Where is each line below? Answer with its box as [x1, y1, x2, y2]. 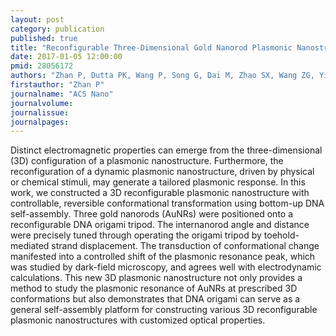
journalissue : [10, 107, 70, 118]
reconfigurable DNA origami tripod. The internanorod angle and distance [10, 219, 310, 231]
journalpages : [10, 117, 70, 127]
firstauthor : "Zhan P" [10, 80, 105, 90]
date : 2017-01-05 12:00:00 [10, 52, 123, 62]
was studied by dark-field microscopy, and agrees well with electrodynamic [10, 261, 322, 273]
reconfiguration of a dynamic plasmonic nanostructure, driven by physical [10, 166, 315, 178]
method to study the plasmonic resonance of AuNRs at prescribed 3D [10, 282, 298, 295]
